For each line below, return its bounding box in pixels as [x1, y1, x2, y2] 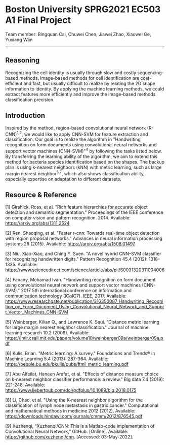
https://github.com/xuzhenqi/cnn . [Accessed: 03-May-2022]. [5, 434, 134, 440]
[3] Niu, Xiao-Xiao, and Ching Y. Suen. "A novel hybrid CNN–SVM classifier [5, 250, 161, 257]
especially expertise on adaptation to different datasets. [5, 176, 121, 182]
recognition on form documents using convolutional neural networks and [5, 142, 157, 148]
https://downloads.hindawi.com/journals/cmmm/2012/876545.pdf [5, 413, 143, 420]
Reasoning [5, 56, 40, 65]
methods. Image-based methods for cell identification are [19, 75, 140, 81]
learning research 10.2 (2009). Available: [5, 330, 90, 336]
